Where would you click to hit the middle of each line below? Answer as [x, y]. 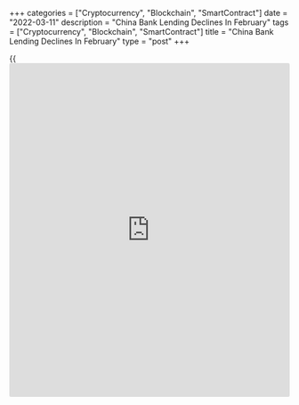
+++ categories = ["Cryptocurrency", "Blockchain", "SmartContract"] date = [149, 13]
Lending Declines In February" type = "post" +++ [99, 41]
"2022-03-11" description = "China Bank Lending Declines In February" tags [149, 22]
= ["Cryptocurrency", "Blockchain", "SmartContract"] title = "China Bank [141, 32]
